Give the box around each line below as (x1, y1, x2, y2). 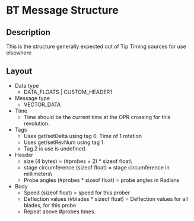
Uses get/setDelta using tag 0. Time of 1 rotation (23, 132, 142, 139)
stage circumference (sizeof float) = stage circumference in (23, 164, 170, 171)
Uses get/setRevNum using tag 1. (23, 139, 105, 146)
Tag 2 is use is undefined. (23, 145, 87, 152)
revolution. (23, 120, 50, 127)
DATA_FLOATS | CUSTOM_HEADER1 (23, 88, 113, 95)
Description (6, 27, 50, 37)
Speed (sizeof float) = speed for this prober (23, 189, 131, 196)
